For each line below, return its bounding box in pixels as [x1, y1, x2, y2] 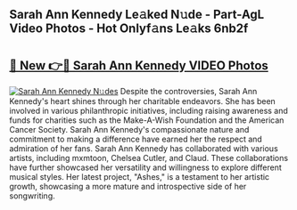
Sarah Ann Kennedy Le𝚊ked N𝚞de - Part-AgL [9, 7, 265, 22]
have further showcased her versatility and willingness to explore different [9, 162, 283, 173]
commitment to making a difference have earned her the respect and [9, 133, 263, 144]
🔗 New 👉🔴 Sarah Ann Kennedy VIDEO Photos [9, 58, 269, 73]
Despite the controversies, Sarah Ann [120, 86, 258, 96]
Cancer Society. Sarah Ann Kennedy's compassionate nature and [9, 125, 250, 134]
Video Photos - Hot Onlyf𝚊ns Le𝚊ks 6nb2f [9, 21, 249, 36]
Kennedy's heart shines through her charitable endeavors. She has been [9, 96, 276, 106]
